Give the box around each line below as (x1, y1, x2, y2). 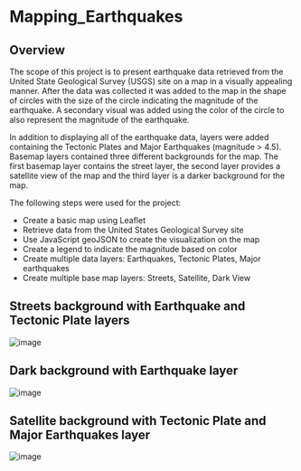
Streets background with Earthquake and (9, 298, 246, 314)
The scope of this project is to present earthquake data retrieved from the (9, 66, 284, 77)
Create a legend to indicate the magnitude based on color (22, 244, 238, 254)
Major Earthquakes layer (9, 428, 151, 443)
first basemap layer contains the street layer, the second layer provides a (9, 161, 281, 171)
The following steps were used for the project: (9, 197, 182, 208)
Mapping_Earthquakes (9, 6, 183, 27)
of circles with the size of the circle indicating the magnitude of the (9, 95, 259, 106)
